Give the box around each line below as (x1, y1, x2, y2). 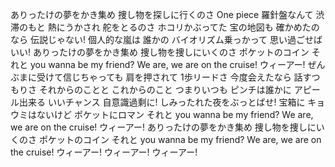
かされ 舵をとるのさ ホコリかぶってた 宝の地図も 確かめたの (73, 21, 320, 33)
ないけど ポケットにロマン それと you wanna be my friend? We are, (36, 109, 314, 120)
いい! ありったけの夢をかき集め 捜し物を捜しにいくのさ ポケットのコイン (10, 46, 310, 58)
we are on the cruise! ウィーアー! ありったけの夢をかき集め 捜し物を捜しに (10, 121, 317, 133)
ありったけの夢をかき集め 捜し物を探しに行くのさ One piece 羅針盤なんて (10, 9, 314, 20)
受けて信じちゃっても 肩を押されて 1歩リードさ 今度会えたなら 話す (36, 71, 312, 83)
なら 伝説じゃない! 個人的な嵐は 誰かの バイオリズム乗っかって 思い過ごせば (10, 34, 323, 45)
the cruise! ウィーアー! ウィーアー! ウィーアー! (10, 146, 198, 158)
